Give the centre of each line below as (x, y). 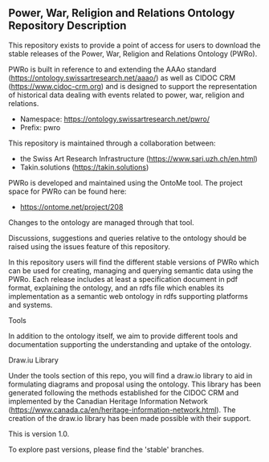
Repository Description (67, 26)
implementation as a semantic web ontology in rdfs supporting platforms (128, 296)
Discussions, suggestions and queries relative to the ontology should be (128, 238)
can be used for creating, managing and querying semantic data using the (131, 270)
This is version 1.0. (39, 434)
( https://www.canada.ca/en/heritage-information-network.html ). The (122, 410)
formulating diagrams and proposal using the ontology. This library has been (134, 384)
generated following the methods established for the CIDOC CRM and (124, 392)
